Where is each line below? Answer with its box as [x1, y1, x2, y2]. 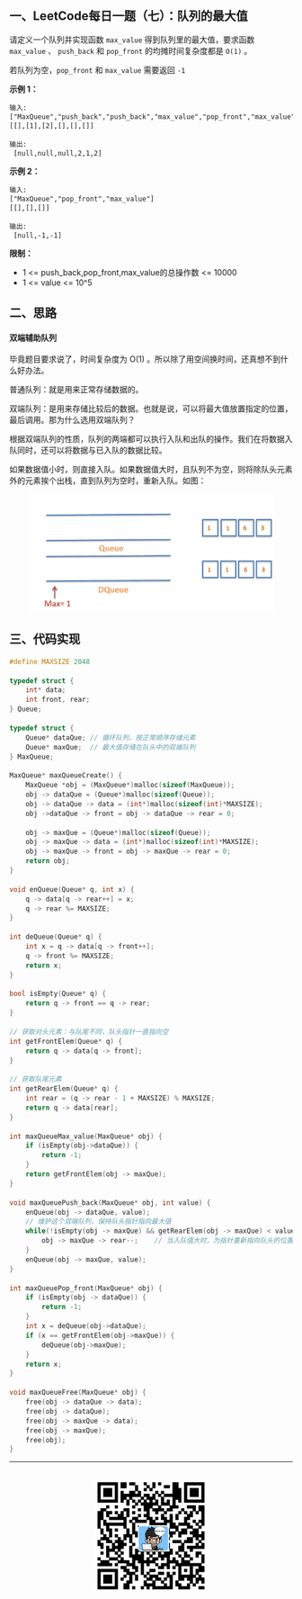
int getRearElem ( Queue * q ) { [9, 1084, 119, 1093]
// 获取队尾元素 [9, 1074, 62, 1084]
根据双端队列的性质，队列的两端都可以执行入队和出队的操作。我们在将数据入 [9, 434, 293, 445]
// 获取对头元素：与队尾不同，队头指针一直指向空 [9, 1027, 169, 1037]
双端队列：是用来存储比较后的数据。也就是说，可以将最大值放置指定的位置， [9, 403, 293, 414]
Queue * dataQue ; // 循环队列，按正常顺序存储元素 [25, 732, 196, 742]
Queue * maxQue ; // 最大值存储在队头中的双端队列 [25, 742, 196, 751]
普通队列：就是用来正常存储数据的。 [9, 384, 144, 395]
